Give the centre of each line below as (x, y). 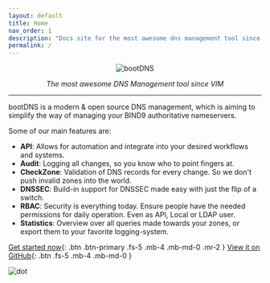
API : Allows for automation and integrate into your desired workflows (134, 147)
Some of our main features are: (60, 131)
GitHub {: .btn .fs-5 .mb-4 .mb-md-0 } (70, 256)
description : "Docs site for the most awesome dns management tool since (135, 38)
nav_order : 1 (30, 30)
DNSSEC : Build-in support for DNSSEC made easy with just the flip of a (138, 189)
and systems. (42, 155)
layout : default (35, 16)
